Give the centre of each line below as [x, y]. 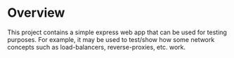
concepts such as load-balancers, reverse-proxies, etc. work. [97, 47]
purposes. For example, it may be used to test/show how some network [111, 39]
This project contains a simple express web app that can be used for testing [117, 32]
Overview [36, 13]
